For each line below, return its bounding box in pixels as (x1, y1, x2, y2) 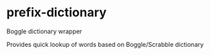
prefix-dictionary (6, 5, 107, 20)
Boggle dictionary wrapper (6, 27, 83, 35)
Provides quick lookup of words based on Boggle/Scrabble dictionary (6, 40, 204, 48)
